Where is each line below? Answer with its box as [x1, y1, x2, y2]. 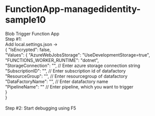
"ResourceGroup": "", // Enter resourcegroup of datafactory [5, 73, 127, 79]
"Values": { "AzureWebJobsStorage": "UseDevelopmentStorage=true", [5, 51, 150, 58]
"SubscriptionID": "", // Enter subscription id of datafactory [5, 67, 126, 73]
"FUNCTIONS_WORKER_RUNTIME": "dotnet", [5, 57, 99, 63]
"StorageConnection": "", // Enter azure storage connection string [5, 62, 140, 68]
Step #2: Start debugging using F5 [5, 105, 76, 111]
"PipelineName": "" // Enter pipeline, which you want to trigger [5, 83, 133, 89]
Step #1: [5, 36, 22, 42]
